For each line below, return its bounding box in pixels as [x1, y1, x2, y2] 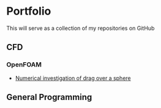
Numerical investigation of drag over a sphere [15, 74, 131, 82]
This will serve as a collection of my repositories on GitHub [6, 24, 155, 32]
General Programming [6, 92, 92, 103]
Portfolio [6, 4, 51, 18]
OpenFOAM [6, 60, 42, 69]
